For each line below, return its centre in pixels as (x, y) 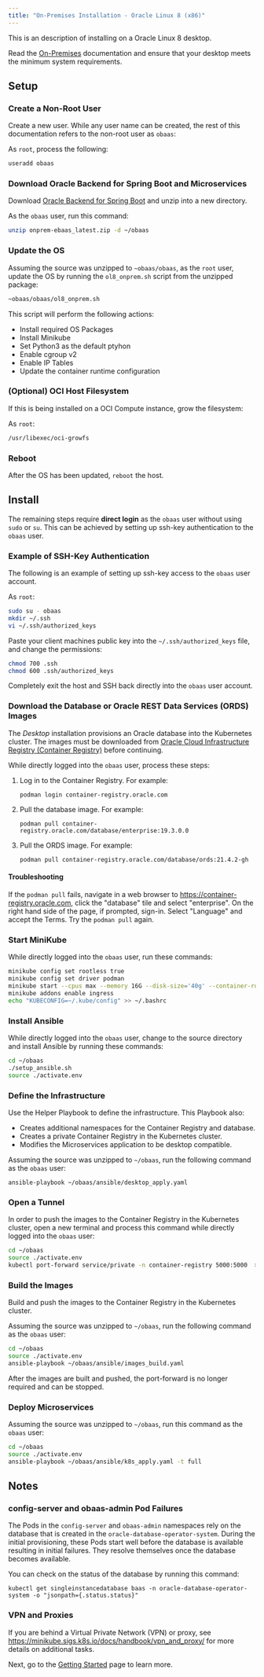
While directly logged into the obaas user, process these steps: (109, 765)
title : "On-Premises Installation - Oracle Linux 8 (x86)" (107, 15)
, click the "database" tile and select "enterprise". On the (162, 903)
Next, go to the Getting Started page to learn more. (90, 1664)
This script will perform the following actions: (81, 314)
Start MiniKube (37, 940)
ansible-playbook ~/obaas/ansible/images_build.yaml (96, 1363)
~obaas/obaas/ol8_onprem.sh (54, 299)
